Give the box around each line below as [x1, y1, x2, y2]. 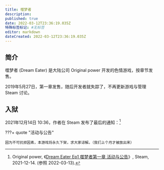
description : [5, 12, 32, 17]
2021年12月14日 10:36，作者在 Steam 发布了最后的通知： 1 [5, 119, 121, 125]
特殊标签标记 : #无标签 [5, 25, 45, 30]
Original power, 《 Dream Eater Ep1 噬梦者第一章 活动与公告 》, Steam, [12, 154, 149, 160]
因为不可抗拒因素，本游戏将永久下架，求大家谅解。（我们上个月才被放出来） [5, 140, 134, 145]
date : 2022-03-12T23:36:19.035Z [5, 20, 71, 26]
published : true [5, 16, 38, 21]
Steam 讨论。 [5, 89, 32, 95]
